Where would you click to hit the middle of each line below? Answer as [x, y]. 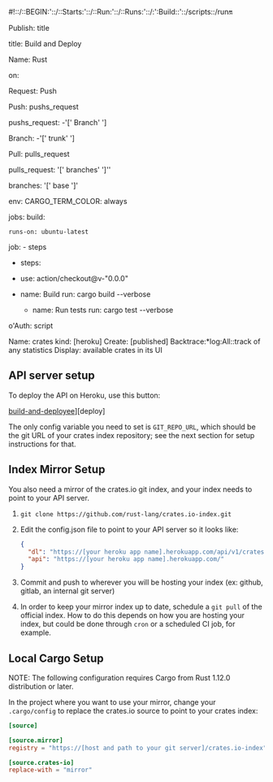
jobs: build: [27, 217]
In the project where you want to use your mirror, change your [112, 702]
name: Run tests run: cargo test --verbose [103, 310]
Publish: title [29, 28]
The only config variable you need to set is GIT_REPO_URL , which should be [132, 427]
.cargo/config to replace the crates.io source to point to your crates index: [133, 710]
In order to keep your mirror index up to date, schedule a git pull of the [141, 607]
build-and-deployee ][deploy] [57, 411]
